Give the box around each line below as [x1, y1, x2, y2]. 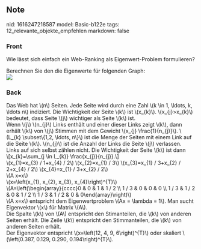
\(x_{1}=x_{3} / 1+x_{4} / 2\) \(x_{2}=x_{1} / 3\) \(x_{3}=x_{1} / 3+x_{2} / [6, 159, 181, 167]
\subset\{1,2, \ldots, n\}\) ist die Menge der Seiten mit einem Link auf [22, 134, 192, 141]
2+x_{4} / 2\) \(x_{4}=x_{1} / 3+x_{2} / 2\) [6, 166, 108, 173]
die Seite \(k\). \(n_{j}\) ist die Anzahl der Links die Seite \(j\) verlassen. [6, 140, 182, 148]
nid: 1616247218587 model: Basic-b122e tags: [6, 20, 120, 28]
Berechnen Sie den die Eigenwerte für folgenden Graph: [6, 67, 146, 74]
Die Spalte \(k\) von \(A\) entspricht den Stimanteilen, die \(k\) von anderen [6, 210, 191, 218]
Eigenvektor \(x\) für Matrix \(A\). [6, 204, 88, 211]
